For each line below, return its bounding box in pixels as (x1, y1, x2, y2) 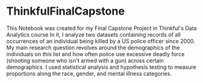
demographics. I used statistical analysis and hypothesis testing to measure (6, 63, 197, 71)
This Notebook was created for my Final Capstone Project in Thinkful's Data (6, 24, 197, 32)
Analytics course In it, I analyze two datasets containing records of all (6, 31, 181, 38)
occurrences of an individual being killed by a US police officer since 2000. (6, 37, 195, 45)
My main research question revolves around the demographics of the (6, 44, 180, 51)
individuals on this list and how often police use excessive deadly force (6, 50, 185, 57)
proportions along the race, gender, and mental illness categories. (6, 70, 172, 77)
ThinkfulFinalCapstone (6, 4, 125, 18)
